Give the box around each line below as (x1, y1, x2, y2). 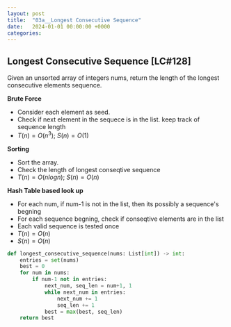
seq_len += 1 (56, 301, 95, 309)
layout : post (7, 10, 45, 17)
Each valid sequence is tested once (17, 221, 120, 230)
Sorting (7, 144, 30, 153)
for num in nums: (19, 269, 70, 276)
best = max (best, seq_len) (44, 308, 123, 315)
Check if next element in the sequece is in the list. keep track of (17, 115, 200, 124)
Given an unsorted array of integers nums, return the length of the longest (7, 74, 220, 82)
